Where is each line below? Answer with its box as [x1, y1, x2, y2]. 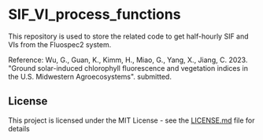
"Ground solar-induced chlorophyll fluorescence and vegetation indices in [8, 63, 248, 72]
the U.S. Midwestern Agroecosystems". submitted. [8, 72, 172, 81]
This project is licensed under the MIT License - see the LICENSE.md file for [8, 116, 255, 125]
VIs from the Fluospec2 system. [8, 39, 112, 49]
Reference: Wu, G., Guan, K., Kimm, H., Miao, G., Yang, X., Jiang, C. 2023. [8, 55, 248, 64]
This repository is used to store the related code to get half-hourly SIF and [8, 31, 250, 41]
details [8, 123, 30, 133]
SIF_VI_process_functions [8, 6, 181, 24]
